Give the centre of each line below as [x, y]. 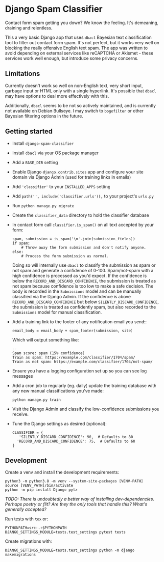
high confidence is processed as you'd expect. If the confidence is [79, 276]
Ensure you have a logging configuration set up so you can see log [79, 371]
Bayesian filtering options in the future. [44, 116]
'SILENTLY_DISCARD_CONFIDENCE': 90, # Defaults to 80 [76, 437]
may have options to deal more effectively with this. [57, 96]
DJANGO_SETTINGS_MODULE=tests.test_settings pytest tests [65, 532]
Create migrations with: [29, 541]
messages [23, 376]
